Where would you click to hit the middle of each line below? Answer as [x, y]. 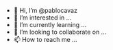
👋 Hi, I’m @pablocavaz [45, 10]
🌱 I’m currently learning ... [50, 25]
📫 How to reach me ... [45, 40]
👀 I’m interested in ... [42, 18]
